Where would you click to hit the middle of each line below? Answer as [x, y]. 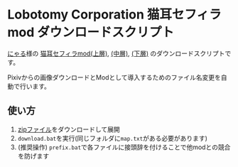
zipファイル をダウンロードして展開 [69, 129]
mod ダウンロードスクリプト [91, 32]
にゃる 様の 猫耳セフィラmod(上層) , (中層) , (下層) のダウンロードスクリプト [116, 53]
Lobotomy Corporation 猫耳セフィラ [114, 15]
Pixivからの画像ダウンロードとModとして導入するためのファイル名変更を [114, 77]
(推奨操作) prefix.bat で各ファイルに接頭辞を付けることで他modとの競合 [124, 147]
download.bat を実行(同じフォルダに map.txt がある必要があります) [113, 138]
